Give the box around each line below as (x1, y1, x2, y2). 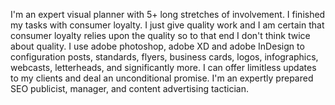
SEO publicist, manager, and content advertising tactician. (10, 83, 249, 94)
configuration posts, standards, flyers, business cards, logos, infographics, (10, 51, 319, 63)
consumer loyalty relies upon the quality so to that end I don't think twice (10, 30, 311, 41)
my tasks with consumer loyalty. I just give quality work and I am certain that (10, 19, 325, 31)
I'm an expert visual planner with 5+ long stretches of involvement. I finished (10, 9, 326, 20)
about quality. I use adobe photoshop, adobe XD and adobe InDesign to (10, 40, 305, 52)
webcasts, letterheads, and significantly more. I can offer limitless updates (10, 62, 317, 73)
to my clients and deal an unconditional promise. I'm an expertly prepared (10, 72, 314, 84)
